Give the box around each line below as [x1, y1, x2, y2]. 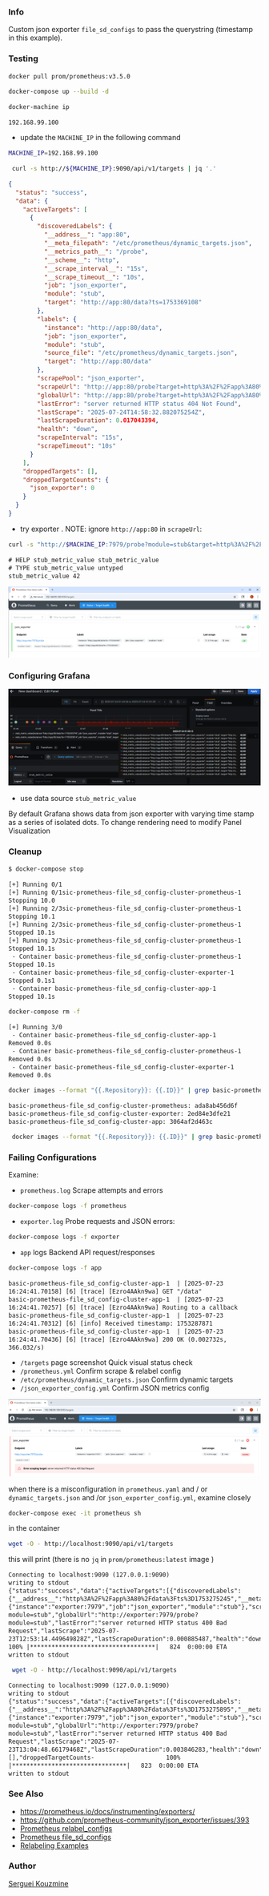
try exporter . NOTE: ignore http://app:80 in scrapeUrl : [19, 524, 203, 533]
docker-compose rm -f [8, 1008, 81, 1016]
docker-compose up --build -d [8, 87, 110, 96]
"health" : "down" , [37, 425, 98, 433]
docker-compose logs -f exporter [8, 1233, 120, 1241]
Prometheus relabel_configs [19, 1823, 113, 1833]
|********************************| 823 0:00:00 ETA [8, 1761, 199, 1770]
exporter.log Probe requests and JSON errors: [19, 1216, 175, 1226]
